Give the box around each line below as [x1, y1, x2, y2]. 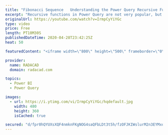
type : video [5, 21, 30, 26]
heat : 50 [5, 40, 23, 45]
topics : [5, 76, 21, 81]
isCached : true [14, 113, 46, 118]
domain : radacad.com [9, 67, 52, 72]
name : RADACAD [9, 62, 39, 67]
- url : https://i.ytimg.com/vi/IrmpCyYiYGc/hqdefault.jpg [9, 99, 133, 104]
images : [5, 94, 21, 99]
